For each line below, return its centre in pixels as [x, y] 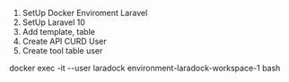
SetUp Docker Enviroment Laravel [85, 13]
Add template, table [59, 32]
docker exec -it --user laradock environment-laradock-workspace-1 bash [145, 68]
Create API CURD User [64, 41]
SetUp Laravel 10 [53, 22]
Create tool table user [62, 51]
